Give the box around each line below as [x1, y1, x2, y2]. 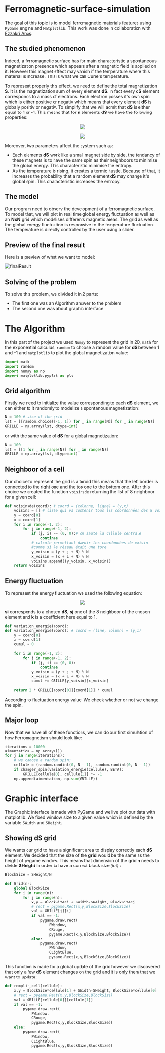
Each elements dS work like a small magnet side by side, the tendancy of [12, 152, 160, 158]
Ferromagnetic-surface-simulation [5, 3, 151, 15]
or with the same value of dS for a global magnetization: [5, 433, 119, 439]
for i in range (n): [14, 890, 54, 895]
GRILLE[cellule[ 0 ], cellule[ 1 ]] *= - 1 [23, 771, 102, 777]
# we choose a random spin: [14, 758, 71, 763]
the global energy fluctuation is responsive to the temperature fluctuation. [5, 221, 155, 227]
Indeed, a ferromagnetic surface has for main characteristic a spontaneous [5, 58, 157, 64]
